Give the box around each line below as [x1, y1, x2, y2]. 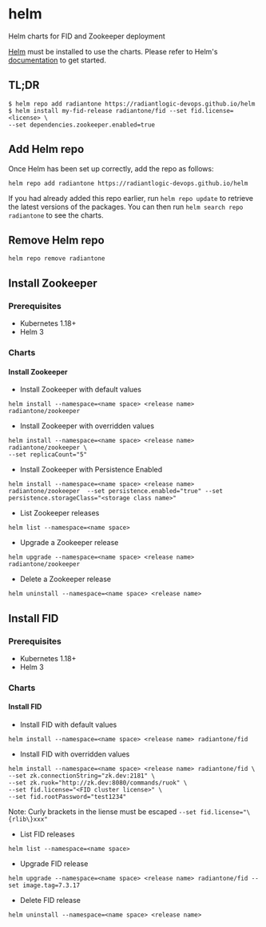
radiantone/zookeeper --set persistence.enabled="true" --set [8, 488, 224, 496]
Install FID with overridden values [19, 749, 130, 759]
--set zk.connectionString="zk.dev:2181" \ [8, 772, 156, 780]
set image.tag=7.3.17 [8, 881, 81, 889]
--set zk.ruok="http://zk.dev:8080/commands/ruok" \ [8, 779, 188, 787]
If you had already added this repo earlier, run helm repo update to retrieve [8, 193, 254, 203]
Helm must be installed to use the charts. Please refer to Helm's [8, 46, 218, 56]
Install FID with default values [19, 720, 117, 729]
